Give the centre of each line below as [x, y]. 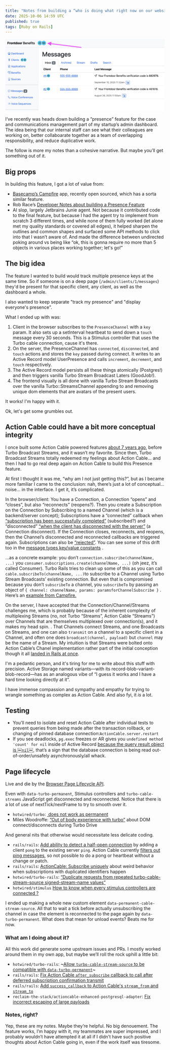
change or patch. [30, 861]
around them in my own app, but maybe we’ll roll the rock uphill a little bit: [82, 954]
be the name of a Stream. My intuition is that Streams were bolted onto [79, 643]
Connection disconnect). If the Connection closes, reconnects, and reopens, [85, 531]
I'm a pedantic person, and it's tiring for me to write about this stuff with [80, 663]
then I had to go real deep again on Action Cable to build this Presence [79, 463]
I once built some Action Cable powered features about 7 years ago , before [84, 447]
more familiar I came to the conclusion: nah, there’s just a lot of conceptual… [85, 484]
